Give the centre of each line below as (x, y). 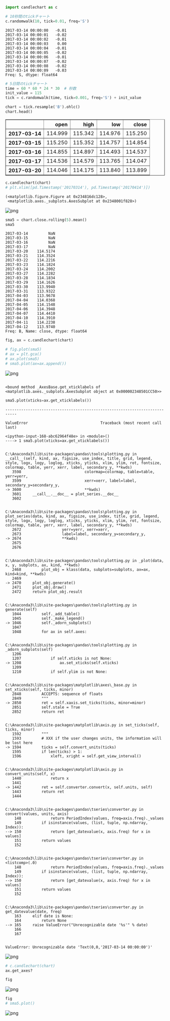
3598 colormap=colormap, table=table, (83, 472)
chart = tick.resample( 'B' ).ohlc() (43, 107)
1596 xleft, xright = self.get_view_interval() (77, 756)
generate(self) (21, 609)
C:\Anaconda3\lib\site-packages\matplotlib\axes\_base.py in (71, 685)
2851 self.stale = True (46, 707)
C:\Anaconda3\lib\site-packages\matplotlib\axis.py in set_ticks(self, (82, 725)
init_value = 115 (24, 93)
